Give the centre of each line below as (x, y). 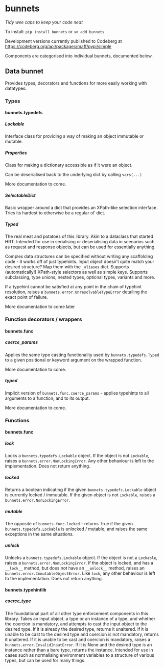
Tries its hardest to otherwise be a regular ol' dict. (55, 213)
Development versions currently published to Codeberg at (64, 41)
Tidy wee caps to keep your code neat (44, 22)
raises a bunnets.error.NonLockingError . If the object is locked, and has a (79, 563)
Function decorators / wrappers (44, 319)
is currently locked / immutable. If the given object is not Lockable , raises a (80, 495)
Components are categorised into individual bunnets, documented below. (79, 56)
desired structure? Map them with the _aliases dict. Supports (67, 267)
